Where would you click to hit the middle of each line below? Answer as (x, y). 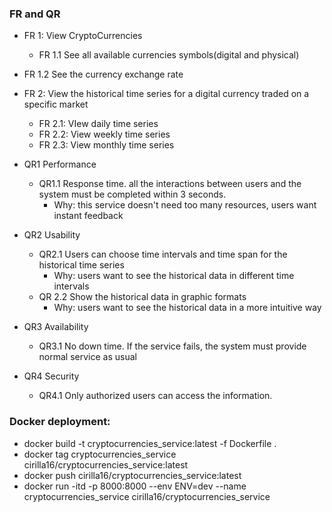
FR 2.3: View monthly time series (106, 145)
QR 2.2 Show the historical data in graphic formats (142, 297)
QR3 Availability (56, 327)
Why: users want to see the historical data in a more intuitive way (187, 308)
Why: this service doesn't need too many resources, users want (185, 205)
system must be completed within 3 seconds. (132, 194)
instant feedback (88, 216)
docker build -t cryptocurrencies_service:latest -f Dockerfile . (150, 443)
